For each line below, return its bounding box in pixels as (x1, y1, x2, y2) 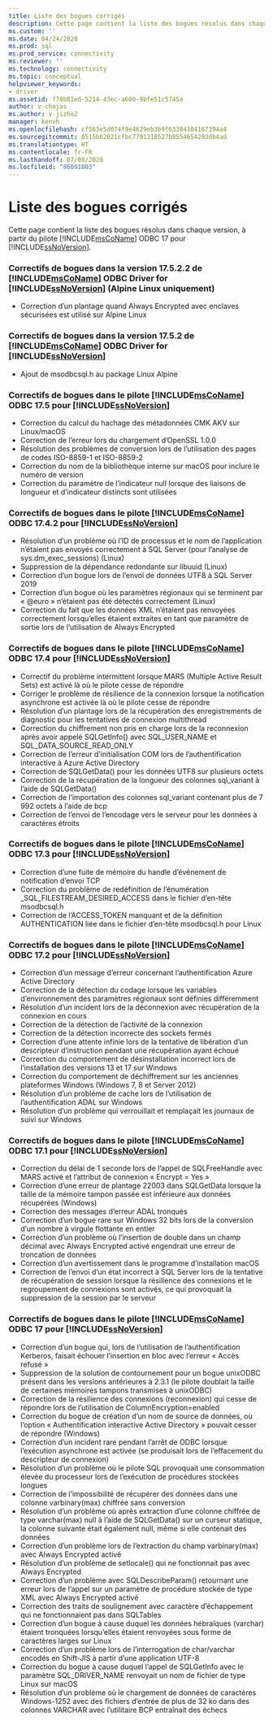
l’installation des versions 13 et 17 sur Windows (19, 1063, 177, 1073)
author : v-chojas (8, 102, 67, 111)
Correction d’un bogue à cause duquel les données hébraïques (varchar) (19, 1619, 264, 1628)
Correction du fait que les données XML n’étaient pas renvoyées (19, 605, 236, 615)
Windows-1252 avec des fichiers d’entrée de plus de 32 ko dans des (19, 1696, 250, 1706)
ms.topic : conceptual (8, 72, 82, 80)
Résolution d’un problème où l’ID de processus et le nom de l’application (19, 536, 262, 545)
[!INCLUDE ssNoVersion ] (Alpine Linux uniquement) (8, 282, 215, 293)
